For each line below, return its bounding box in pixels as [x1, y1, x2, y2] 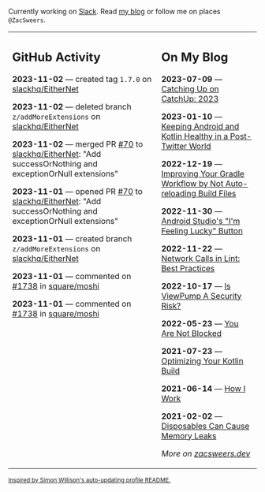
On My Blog [161, 49, 229, 65]
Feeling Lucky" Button [161, 225, 243, 236]
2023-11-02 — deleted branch [12, 101, 132, 112]
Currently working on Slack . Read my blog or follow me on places [8, 7, 221, 16]
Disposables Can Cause [161, 420, 250, 431]
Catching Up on [161, 83, 219, 94]
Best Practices [161, 263, 215, 274]
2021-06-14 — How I [161, 382, 246, 393]
